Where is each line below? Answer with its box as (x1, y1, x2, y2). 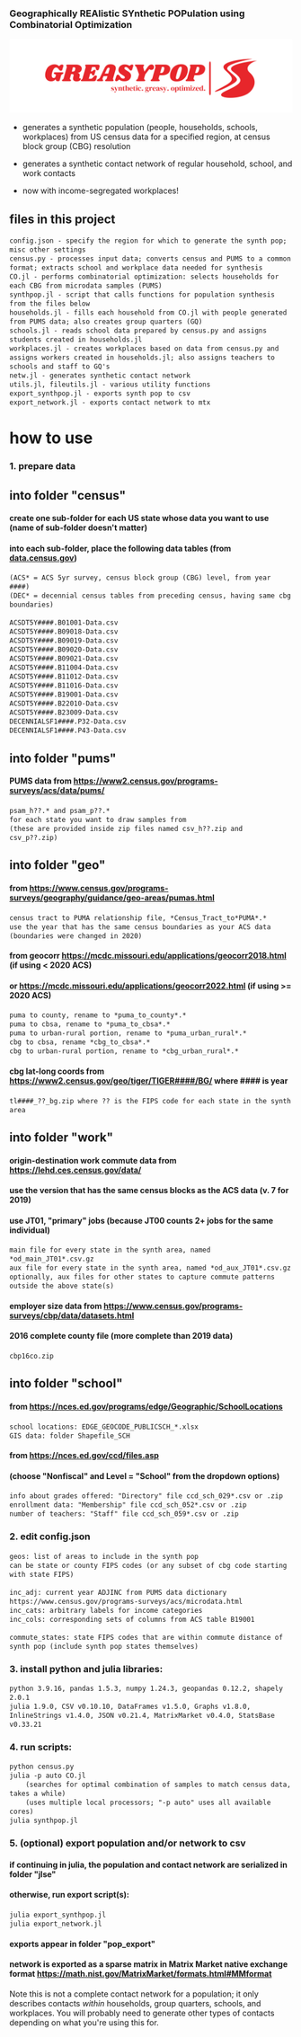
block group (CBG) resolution (22, 141, 131, 152)
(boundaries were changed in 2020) (9, 931, 143, 941)
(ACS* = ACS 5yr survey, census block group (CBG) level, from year (9, 573, 271, 582)
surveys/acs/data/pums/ (9, 785, 105, 796)
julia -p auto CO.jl (9, 1771, 87, 1781)
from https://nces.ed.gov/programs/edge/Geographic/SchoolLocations (9, 1401, 283, 1413)
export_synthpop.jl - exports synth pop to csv (9, 389, 191, 398)
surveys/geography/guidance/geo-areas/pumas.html (9, 892, 216, 903)
